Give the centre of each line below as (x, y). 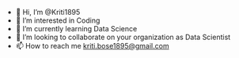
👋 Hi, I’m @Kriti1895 (48, 12)
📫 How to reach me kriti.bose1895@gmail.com (92, 46)
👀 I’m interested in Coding (58, 20)
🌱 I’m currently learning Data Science (76, 29)
